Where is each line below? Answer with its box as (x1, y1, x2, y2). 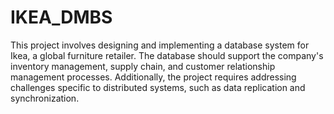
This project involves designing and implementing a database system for (10, 39, 310, 51)
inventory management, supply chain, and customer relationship (10, 60, 276, 72)
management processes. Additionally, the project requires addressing (10, 71, 297, 83)
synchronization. (10, 92, 80, 104)
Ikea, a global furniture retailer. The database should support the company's (10, 49, 324, 61)
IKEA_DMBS (10, 6, 113, 29)
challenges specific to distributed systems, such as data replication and (10, 81, 306, 93)
